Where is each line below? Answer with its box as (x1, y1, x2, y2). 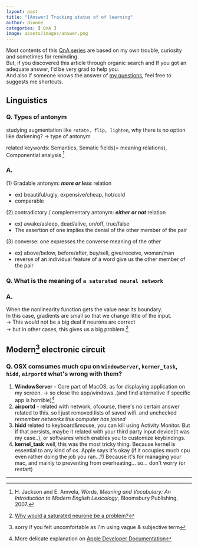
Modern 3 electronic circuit (6, 343, 105, 355)
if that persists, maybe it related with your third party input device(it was (14, 428, 190, 435)
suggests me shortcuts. (6, 78, 64, 86)
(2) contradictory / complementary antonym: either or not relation (6, 208, 166, 216)
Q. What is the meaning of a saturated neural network (6, 276, 164, 285)
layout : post (6, 8, 38, 15)
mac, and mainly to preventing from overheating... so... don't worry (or (14, 459, 186, 467)
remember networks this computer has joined (14, 415, 126, 422)
